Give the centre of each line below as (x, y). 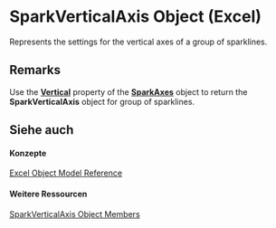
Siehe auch (42, 130)
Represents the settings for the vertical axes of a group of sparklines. (138, 42)
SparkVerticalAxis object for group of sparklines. (102, 101)
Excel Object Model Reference (66, 173)
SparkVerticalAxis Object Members (75, 214)
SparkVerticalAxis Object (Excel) (136, 17)
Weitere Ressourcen (48, 194)
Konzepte (28, 153)
